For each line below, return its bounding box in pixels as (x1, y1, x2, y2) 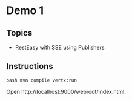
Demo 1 (6, 4, 44, 18)
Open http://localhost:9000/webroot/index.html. (6, 88, 126, 95)
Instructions (6, 61, 53, 71)
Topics (6, 28, 33, 38)
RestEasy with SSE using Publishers (15, 44, 105, 51)
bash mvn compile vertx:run (6, 77, 78, 83)
